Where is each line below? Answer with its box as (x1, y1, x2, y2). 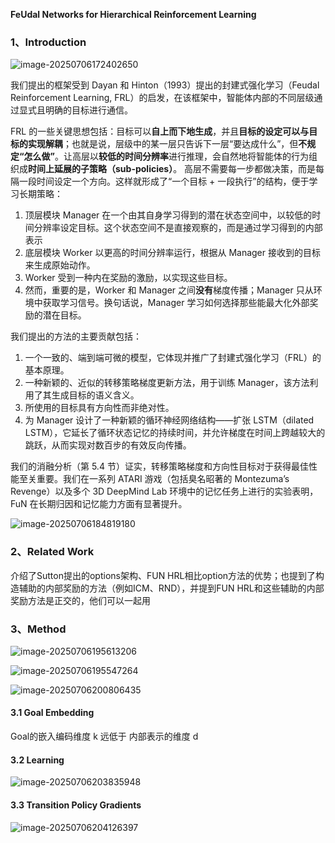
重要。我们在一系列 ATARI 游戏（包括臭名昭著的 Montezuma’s (36, 473, 290, 485)
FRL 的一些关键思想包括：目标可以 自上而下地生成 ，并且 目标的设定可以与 (10, 125, 310, 138)
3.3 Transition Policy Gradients (10, 799, 142, 811)
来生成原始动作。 (24, 259, 96, 271)
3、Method (10, 622, 67, 636)
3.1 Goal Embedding (10, 707, 95, 719)
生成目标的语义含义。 (51, 389, 140, 401)
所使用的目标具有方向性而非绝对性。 (24, 402, 175, 414)
